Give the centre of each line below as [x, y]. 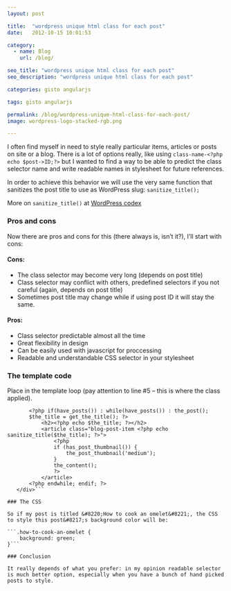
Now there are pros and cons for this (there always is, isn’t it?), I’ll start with [114, 236]
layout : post [26, 14]
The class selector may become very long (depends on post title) [110, 275]
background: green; [48, 538]
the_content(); [75, 465]
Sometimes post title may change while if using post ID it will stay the [115, 297]
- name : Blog [32, 52]
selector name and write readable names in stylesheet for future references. [116, 169]
